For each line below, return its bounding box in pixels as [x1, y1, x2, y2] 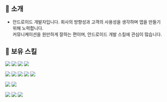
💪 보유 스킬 [5, 47, 37, 56]
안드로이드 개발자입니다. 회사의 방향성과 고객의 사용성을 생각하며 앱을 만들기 [12, 19, 161, 25]
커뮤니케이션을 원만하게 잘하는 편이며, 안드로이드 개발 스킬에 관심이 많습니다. [12, 31, 162, 37]
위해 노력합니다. [12, 25, 43, 31]
